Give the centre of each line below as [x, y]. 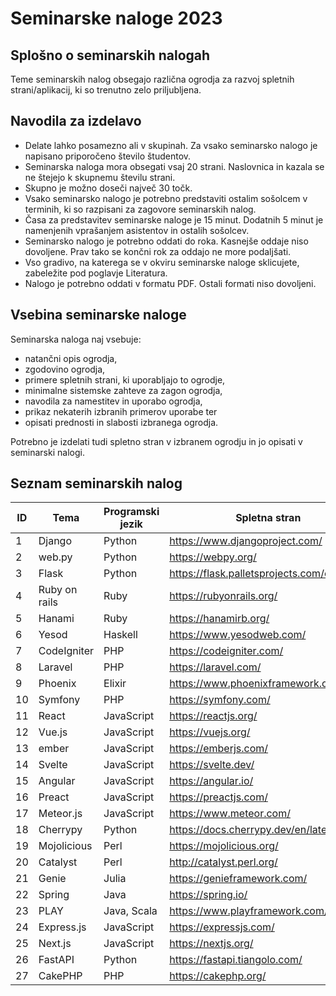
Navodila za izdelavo [76, 121]
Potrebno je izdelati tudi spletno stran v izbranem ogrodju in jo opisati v [156, 441]
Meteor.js [60, 814]
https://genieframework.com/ [238, 879]
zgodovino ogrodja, [65, 369]
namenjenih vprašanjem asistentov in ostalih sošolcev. [137, 230]
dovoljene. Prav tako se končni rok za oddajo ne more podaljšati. [158, 251]
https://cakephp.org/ [218, 976]
